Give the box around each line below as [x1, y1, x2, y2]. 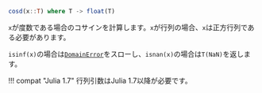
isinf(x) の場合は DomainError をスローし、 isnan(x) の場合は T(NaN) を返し [8, 49, 245, 58]
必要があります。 [14, 32, 71, 42]
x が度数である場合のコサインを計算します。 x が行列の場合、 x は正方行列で [8, 22, 248, 32]
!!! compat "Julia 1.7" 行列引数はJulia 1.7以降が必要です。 [8, 76, 192, 85]
